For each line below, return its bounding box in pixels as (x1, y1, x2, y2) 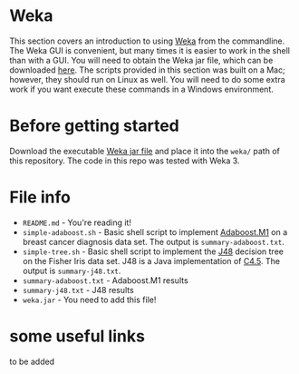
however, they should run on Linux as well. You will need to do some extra (9, 74, 285, 84)
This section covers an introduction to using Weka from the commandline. (9, 35, 285, 46)
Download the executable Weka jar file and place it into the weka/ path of (9, 145, 281, 156)
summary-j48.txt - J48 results (22, 284, 134, 295)
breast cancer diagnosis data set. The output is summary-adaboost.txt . (22, 236, 285, 247)
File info (9, 187, 71, 208)
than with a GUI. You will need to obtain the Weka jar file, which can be (9, 54, 274, 65)
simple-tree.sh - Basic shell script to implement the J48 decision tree (22, 246, 284, 257)
